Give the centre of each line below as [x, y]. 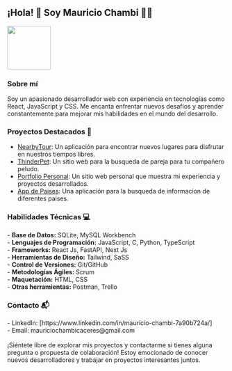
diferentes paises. [43, 198]
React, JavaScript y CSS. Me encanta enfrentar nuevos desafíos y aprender [116, 106]
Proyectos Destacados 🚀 [50, 132]
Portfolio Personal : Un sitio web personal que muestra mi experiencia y [119, 176]
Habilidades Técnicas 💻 [49, 217]
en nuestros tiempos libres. [56, 155]
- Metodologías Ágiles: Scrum [51, 271]
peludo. [28, 169]
